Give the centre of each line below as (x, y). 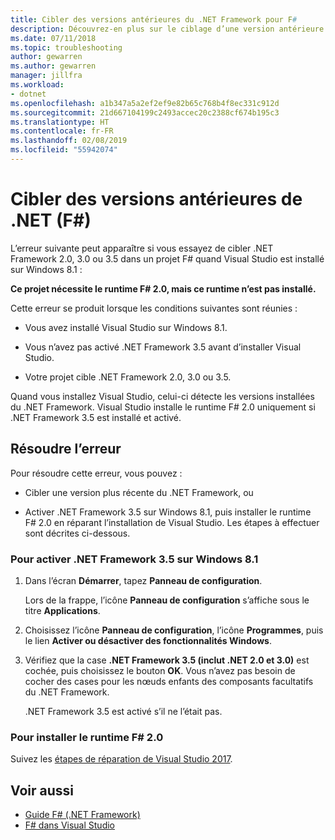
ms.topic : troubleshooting (66, 47)
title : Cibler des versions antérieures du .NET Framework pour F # (154, 19)
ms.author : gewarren (53, 66)
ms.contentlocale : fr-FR (62, 131)
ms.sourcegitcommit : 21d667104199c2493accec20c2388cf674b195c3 (145, 112)
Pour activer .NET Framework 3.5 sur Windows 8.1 (134, 559)
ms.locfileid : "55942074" (64, 150)
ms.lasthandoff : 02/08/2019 (69, 141)
